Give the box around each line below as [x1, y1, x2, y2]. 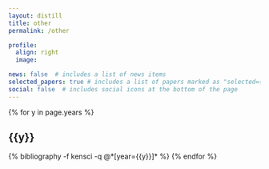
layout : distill [8, 11, 62, 20]
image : [15, 56, 38, 64]
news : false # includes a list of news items [8, 70, 167, 78]
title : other [8, 19, 52, 27]
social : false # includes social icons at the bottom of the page [8, 85, 239, 93]
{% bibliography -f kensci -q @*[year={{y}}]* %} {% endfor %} [8, 151, 218, 161]
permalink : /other [8, 26, 70, 34]
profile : [8, 41, 38, 49]
